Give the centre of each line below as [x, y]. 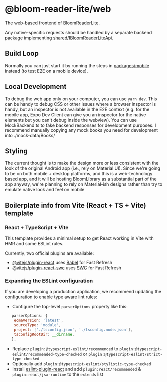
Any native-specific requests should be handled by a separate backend [79, 32]
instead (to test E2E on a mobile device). [47, 71]
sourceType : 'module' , [38, 325]
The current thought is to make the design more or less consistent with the [82, 163]
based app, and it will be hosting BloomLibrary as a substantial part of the [81, 179]
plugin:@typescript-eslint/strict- [125, 354]
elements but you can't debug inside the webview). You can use [71, 120]
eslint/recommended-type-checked [47, 354]
